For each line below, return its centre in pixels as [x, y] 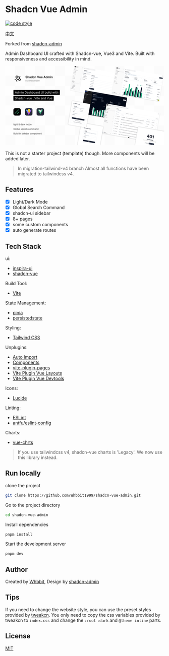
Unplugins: [16, 347]
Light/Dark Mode [30, 202]
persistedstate [27, 318]
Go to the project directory [33, 505]
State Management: [26, 303]
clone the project [23, 485]
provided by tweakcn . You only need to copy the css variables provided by [83, 615]
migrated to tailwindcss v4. [46, 174]
